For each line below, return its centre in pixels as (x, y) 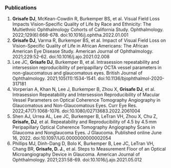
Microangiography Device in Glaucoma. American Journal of (76, 154)
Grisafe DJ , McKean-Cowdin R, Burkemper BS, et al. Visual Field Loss (86, 19)
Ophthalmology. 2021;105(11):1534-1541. (54, 79)
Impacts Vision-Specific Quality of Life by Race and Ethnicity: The (82, 24)
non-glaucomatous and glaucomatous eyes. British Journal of (77, 73)
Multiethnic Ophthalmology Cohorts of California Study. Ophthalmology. (88, 30)
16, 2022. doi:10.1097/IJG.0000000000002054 (61, 138)
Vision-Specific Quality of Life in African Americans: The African (80, 46)
